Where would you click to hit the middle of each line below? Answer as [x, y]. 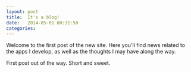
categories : [21, 28]
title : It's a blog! [33, 17]
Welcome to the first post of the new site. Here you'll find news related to [96, 45]
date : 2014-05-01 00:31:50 [42, 23]
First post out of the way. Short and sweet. [58, 63]
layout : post [22, 12]
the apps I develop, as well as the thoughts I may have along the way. [91, 52]
